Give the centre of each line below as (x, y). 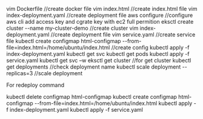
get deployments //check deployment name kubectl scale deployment (94, 67)
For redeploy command (35, 85)
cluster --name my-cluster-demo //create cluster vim (72, 28)
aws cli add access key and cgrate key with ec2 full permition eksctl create (100, 22)
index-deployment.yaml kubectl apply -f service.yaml (77, 110)
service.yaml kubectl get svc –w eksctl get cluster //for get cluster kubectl (99, 60)
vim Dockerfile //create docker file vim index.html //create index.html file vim (102, 9)
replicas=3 (20, 73)
